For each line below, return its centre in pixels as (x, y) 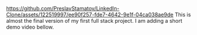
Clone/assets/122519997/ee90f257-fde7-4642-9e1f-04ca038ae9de (90, 15)
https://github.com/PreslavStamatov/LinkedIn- (63, 8)
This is (183, 15)
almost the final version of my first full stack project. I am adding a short (94, 21)
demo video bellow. (30, 27)
